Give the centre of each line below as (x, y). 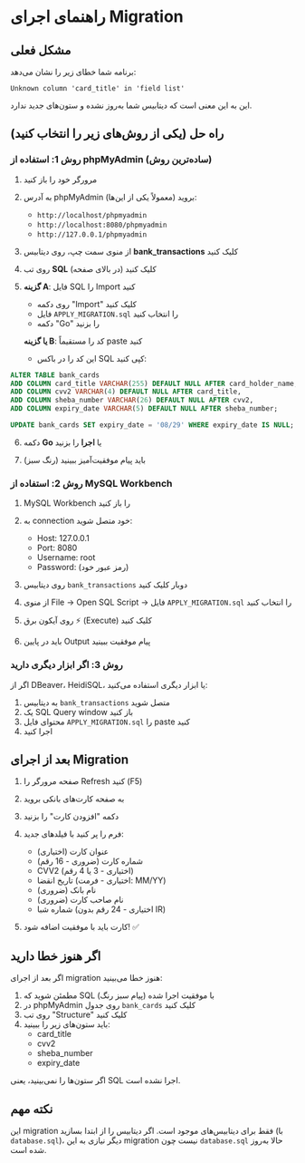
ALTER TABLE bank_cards (55, 375)
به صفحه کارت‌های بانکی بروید (74, 799)
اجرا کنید (38, 731)
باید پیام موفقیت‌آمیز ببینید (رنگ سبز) (84, 460)
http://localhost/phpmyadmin (92, 215)
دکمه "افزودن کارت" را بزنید (71, 817)
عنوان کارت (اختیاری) (73, 852)
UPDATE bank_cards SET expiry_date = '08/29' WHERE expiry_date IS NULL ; (152, 425)
